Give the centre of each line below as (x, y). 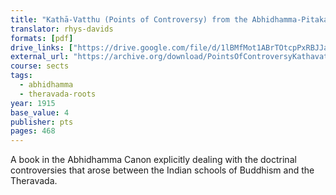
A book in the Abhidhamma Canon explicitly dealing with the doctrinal (153, 160)
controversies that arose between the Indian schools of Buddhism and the (162, 170)
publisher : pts (42, 122)
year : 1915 (33, 103)
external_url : (40, 57)
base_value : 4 (40, 112)
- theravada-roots (58, 94)
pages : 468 (33, 131)
